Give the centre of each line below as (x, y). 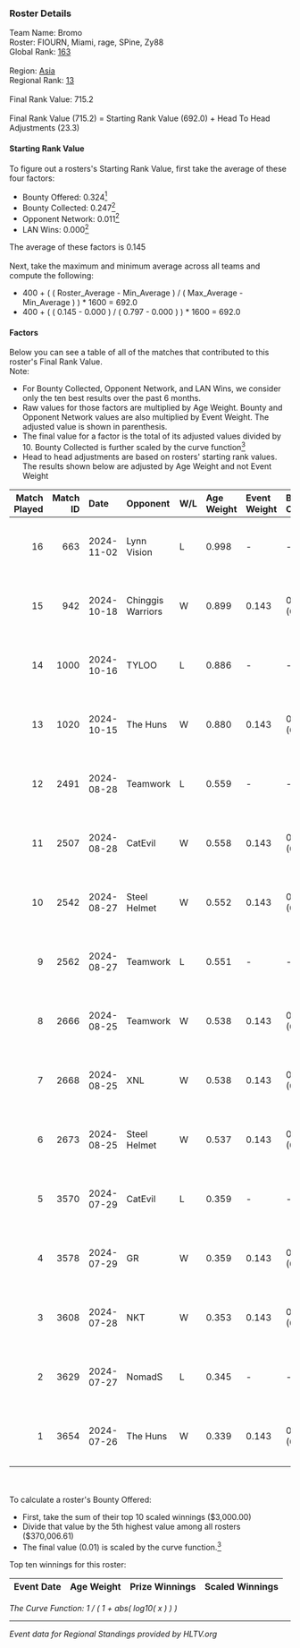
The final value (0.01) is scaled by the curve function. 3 (121, 1546)
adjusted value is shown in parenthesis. (95, 427)
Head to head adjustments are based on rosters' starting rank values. (150, 457)
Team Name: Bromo (46, 33)
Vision (140, 551)
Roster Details (41, 13)
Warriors (145, 611)
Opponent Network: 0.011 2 (71, 218)
